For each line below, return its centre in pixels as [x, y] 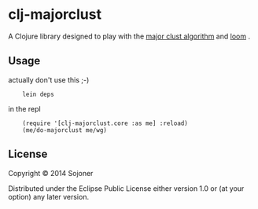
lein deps [39, 94]
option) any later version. [48, 196]
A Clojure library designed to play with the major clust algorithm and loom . [129, 36]
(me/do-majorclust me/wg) [65, 130]
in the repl [24, 108]
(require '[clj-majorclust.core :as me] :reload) [105, 123]
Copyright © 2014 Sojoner [51, 173]
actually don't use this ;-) [49, 79]
